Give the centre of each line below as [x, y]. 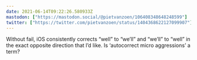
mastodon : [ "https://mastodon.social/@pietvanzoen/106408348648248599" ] [97, 17]
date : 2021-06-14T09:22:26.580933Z [50, 11]
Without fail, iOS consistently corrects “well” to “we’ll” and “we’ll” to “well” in [98, 39]
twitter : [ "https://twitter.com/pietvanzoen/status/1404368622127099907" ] [99, 22]
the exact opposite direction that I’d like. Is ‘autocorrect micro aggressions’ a [98, 45]
